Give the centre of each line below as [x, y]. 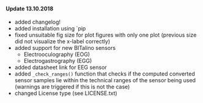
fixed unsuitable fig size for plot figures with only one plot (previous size [105, 35]
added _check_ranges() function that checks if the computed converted [105, 74]
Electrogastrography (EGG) [58, 61]
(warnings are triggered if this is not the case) [72, 87]
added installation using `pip [50, 29]
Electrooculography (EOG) [57, 54]
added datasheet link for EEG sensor [61, 68]
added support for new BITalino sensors [65, 48]
